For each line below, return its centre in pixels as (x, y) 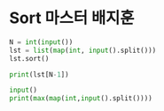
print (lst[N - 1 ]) (39, 74)
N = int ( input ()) (41, 42)
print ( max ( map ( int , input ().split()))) (81, 99)
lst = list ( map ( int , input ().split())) (83, 50)
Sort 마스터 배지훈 (72, 18)
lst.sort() (29, 58)
